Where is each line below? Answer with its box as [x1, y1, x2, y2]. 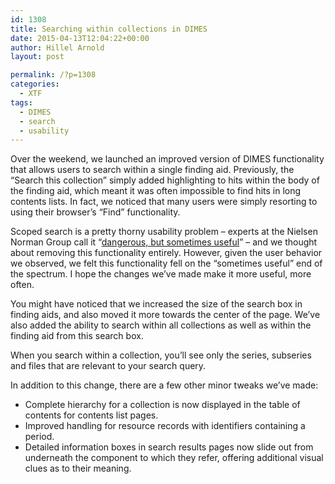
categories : [10, 79, 60, 90]
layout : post [10, 52, 65, 62]
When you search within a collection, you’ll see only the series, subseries [10, 349, 312, 361]
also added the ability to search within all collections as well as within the [10, 319, 312, 331]
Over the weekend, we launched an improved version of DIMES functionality [10, 153, 325, 165]
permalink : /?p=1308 [10, 70, 97, 80]
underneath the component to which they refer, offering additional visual [24, 452, 324, 464]
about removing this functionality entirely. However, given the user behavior [10, 247, 323, 259]
